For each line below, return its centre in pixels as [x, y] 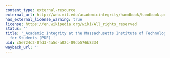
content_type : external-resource [40, 10]
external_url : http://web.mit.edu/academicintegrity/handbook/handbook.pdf [87, 15]
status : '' [17, 29]
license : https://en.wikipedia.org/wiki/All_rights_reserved [71, 24]
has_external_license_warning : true [44, 19]
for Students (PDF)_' [33, 38]
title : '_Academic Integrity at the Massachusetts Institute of [74, 33]
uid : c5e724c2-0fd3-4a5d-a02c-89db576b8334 [52, 43]
